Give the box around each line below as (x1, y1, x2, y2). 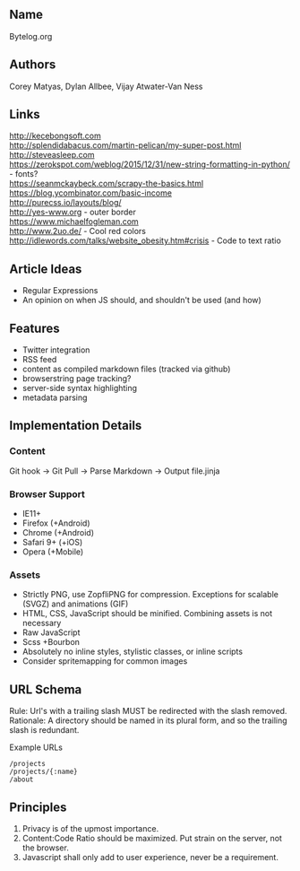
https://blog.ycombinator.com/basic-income (9, 187, 173, 198)
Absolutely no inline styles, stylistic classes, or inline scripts (21, 646, 244, 658)
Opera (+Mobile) (21, 546, 84, 557)
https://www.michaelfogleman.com (9, 216, 139, 227)
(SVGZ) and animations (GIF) (21, 598, 129, 609)
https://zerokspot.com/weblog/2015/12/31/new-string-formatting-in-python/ (9, 159, 291, 170)
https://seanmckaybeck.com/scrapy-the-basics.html (9, 179, 204, 189)
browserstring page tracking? (21, 373, 132, 384)
